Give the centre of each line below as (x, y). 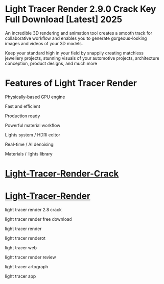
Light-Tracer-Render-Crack (62, 174)
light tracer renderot (25, 238)
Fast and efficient (23, 106)
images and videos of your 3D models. (44, 43)
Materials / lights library (29, 154)
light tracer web (21, 248)
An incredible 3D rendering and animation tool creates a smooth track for (79, 33)
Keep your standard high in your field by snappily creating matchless (74, 53)
